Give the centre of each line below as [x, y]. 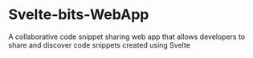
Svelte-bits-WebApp [79, 15]
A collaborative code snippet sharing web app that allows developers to [127, 37]
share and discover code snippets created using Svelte [100, 44]
